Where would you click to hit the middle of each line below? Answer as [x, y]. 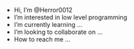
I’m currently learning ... [48, 24]
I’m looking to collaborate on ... [58, 32]
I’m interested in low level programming [70, 17]
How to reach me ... [42, 39]
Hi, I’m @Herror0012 [43, 10]
